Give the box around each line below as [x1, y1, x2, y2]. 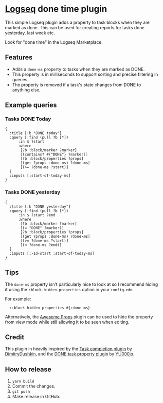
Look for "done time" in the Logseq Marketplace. [5, 39, 103, 45]
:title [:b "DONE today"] [9, 131, 62, 136]
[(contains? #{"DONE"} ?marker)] [20, 152, 89, 157]
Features [5, 53, 33, 62]
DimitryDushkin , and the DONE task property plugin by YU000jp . [5, 351, 135, 357]
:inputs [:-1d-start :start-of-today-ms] [9, 251, 95, 256]
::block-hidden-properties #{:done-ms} [9, 305, 91, 310]
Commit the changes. [12, 383, 55, 389]
